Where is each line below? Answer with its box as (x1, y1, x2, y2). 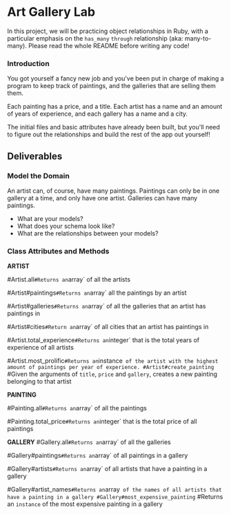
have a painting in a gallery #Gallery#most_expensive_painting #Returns (7, 493, 223, 501)
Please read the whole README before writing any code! (28, 41, 190, 50)
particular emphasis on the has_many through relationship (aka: (7, 34, 184, 42)
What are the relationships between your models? (17, 229, 159, 238)
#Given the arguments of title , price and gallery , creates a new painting (7, 370, 218, 379)
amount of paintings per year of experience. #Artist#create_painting (7, 364, 214, 371)
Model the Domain (7, 171, 70, 180)
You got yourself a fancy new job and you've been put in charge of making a (7, 74, 224, 83)
